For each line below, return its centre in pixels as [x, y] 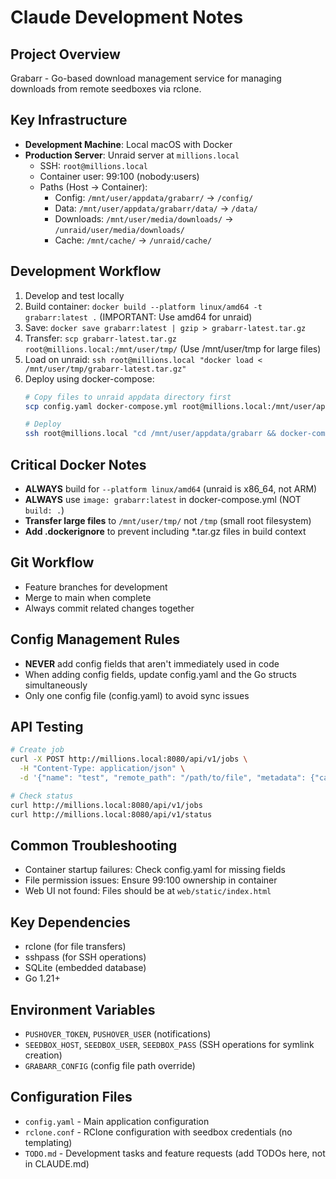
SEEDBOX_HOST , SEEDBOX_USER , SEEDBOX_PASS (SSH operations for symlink [169, 1044]
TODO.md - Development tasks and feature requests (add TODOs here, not [175, 1153]
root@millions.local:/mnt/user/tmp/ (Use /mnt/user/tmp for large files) [173, 348]
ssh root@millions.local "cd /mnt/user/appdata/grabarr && [150, 434]
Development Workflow [86, 271]
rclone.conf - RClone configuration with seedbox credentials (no [158, 1132]
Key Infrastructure [69, 120]
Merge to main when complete [88, 597]
